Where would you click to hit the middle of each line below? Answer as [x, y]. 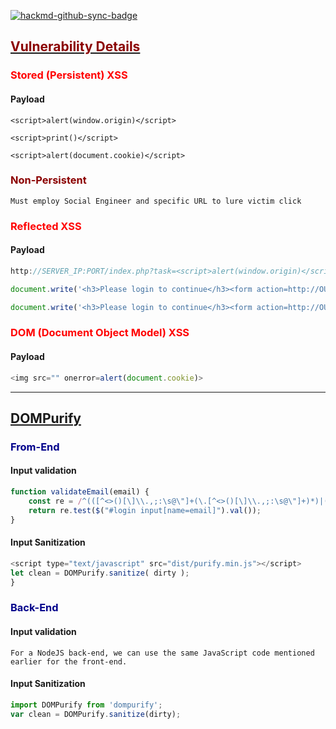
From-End [35, 447]
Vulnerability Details [75, 46]
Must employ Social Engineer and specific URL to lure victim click [156, 201]
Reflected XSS [46, 226]
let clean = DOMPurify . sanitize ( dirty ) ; [100, 573]
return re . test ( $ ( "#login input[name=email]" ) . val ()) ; [145, 510]
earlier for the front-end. [69, 661]
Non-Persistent [48, 180]
